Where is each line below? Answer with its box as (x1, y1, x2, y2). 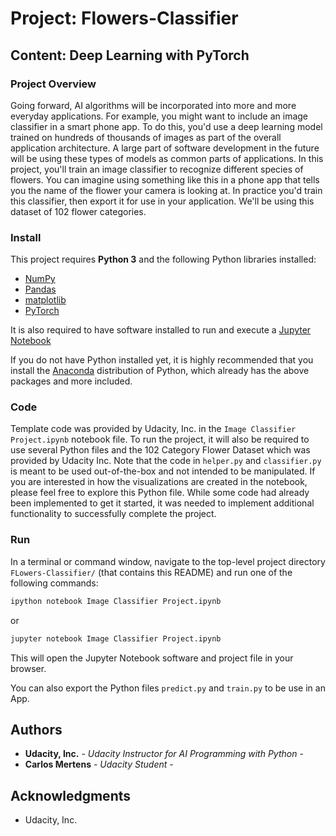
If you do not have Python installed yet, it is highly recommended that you (10, 354, 314, 366)
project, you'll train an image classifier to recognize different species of (10, 163, 304, 175)
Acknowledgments (10, 787, 132, 804)
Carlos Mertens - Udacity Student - (24, 758, 174, 771)
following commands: (10, 577, 99, 589)
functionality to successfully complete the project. (10, 508, 217, 520)
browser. (10, 662, 47, 674)
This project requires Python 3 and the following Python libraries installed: (10, 253, 317, 266)
